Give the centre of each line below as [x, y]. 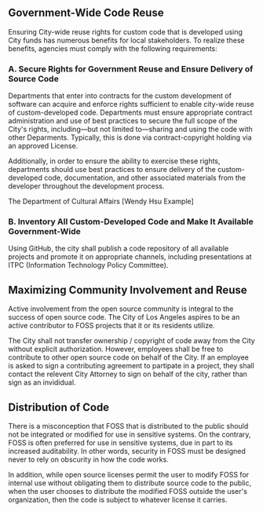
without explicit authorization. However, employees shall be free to [116, 349]
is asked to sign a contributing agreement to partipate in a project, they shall [131, 366]
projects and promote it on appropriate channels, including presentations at [130, 257]
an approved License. [43, 146]
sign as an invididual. [42, 382]
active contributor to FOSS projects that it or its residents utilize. [111, 326]
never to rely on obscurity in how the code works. [88, 459]
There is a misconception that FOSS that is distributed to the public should [128, 426]
